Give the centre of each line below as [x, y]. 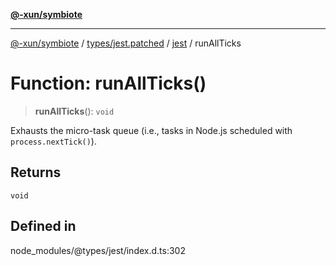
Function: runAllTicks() [108, 83]
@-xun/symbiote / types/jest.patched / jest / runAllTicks [126, 43]
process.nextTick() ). [53, 141]
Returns [36, 172]
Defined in [43, 226]
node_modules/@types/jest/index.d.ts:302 [98, 250]
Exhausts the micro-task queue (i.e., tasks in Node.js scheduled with [151, 130]
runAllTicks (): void [74, 111]
